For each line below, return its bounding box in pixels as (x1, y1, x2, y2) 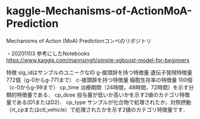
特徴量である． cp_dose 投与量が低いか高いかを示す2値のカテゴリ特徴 (16, 91, 190, 98)
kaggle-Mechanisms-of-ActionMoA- (6, 4, 192, 18)
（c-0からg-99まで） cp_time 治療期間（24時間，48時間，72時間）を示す (6, 83, 189, 90)
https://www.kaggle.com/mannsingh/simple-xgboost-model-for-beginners (6, 57, 190, 64)
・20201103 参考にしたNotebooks (6, 49, 90, 57)
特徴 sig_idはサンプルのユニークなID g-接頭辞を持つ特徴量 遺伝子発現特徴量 (6, 68, 193, 76)
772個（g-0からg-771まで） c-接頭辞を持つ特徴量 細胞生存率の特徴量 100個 (6, 76, 193, 83)
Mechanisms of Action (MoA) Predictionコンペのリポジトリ (6, 37, 152, 44)
